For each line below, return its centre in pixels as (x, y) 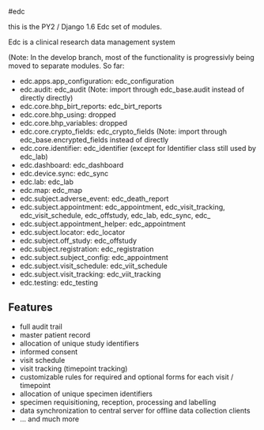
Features (30, 307)
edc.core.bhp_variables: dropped (74, 123)
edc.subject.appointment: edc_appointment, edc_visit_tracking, (122, 207)
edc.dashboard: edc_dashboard (72, 165)
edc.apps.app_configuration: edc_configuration (97, 81)
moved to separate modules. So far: (66, 66)
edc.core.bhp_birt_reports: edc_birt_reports (91, 106)
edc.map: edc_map (51, 190)
